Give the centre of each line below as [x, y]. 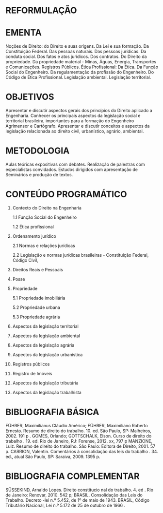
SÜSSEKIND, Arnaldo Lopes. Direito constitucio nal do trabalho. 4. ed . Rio [80, 490]
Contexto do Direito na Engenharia [47, 208]
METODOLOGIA [38, 151]
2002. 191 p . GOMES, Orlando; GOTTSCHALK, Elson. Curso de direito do [79, 436]
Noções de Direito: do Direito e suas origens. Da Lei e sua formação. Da [77, 46]
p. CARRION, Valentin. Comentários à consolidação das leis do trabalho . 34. [82, 451]
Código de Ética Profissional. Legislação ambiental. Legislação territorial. [78, 77]
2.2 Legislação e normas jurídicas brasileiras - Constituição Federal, [81, 255]
